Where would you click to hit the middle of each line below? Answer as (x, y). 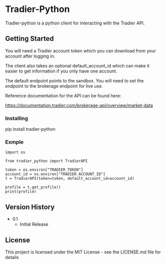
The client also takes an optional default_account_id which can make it (77, 65)
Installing (17, 118)
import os (15, 152)
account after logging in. (30, 56)
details (12, 257)
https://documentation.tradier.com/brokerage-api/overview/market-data (79, 105)
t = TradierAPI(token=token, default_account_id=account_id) (70, 179)
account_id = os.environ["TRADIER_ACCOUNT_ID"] (55, 174)
